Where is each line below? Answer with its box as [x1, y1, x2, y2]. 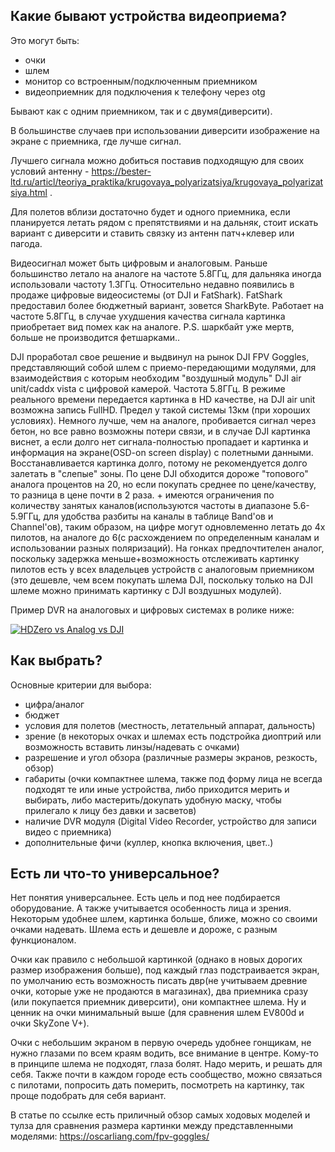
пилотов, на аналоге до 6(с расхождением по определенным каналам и [10, 531, 320, 543]
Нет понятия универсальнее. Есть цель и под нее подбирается [10, 892, 281, 904]
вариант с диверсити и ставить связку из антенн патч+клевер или [10, 227, 295, 239]
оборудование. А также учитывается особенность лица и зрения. [10, 902, 292, 914]
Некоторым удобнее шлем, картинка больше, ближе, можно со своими [10, 913, 318, 925]
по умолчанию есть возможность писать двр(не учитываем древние [10, 975, 308, 987]
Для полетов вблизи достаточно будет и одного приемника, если [10, 205, 291, 218]
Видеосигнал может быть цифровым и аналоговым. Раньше [10, 257, 268, 269]
